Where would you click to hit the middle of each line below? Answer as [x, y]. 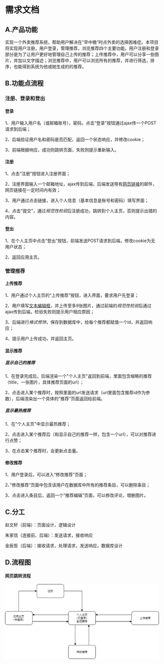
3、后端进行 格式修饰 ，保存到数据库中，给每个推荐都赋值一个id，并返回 [77, 322]
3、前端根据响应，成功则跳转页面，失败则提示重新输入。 [62, 150]
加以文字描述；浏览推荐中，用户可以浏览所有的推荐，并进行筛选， [84, 60]
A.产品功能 [21, 30]
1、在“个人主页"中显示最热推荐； [38, 424]
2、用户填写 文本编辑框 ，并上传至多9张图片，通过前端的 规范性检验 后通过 [78, 306]
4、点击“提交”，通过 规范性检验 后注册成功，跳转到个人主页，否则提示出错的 [81, 211]
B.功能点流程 [24, 83]
